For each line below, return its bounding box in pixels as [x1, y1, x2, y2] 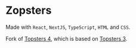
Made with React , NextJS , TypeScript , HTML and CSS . [5, 23, 131, 31]
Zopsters [5, 4, 52, 17]
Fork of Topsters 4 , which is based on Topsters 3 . [5, 35, 128, 42]
